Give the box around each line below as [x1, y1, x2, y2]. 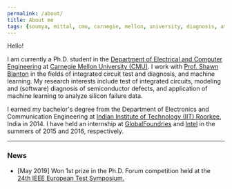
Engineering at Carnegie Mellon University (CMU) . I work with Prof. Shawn [7, 63, 219, 71]
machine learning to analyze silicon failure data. [7, 92, 143, 100]
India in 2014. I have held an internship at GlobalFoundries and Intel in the [7, 120, 215, 128]
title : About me [7, 17, 54, 23]
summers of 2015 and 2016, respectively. [7, 127, 124, 135]
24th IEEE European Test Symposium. [17, 174, 125, 182]
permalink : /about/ [7, 10, 64, 17]
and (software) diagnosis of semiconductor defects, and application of [7, 84, 208, 93]
